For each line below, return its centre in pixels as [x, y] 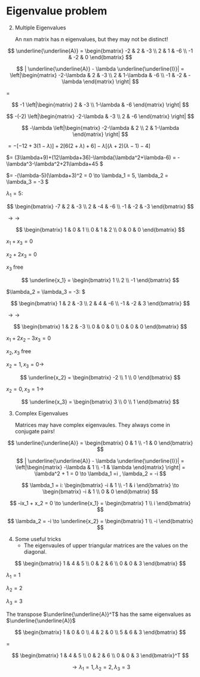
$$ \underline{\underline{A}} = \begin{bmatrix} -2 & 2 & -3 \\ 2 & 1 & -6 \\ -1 [100, 51]
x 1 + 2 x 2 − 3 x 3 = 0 [29, 339]
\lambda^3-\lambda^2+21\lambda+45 [52, 163]
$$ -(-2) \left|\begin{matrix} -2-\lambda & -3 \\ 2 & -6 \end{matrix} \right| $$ [100, 116]
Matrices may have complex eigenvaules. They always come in [92, 425]
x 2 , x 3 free [19, 352]
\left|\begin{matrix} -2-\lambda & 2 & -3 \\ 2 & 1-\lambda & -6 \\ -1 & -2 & [98, 75]
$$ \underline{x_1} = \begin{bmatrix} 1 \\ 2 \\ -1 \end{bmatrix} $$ [100, 280]
